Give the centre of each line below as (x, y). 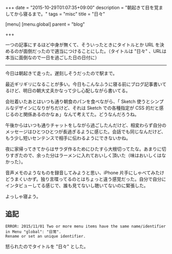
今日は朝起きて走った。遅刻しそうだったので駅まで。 (61, 73)
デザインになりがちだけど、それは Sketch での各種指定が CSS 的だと (87, 108)
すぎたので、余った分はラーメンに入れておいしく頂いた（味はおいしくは (86, 155)
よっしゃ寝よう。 (23, 196)
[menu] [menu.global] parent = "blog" (45, 24)
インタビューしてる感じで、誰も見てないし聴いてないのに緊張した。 (77, 185)
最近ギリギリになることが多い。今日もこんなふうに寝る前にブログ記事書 (81, 84)
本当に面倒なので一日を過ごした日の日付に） (52, 57)
